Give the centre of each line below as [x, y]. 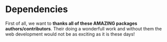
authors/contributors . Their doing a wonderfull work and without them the [83, 28]
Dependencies [37, 9]
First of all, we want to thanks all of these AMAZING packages [71, 23]
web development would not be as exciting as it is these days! [70, 34]
